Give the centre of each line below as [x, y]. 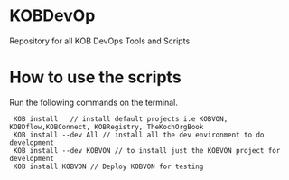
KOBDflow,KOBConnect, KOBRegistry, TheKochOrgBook [107, 127]
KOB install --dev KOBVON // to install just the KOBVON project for [147, 150]
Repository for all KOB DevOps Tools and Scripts [100, 41]
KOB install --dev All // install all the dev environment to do [139, 135]
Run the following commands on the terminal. [94, 102]
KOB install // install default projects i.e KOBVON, [121, 118]
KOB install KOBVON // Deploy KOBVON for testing [108, 166]
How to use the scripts [96, 77]
